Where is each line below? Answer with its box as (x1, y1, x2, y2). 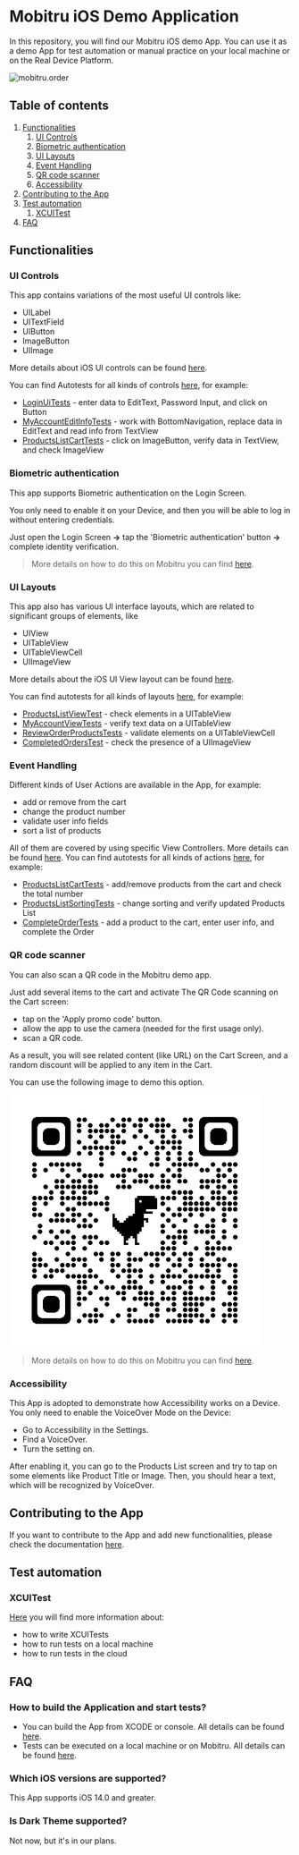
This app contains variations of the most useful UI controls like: (9, 290, 241, 301)
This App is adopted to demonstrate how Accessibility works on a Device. (9, 1397, 281, 1408)
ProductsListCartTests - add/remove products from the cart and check (21, 879, 282, 890)
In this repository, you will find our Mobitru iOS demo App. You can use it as (9, 36, 287, 47)
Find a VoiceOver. (21, 1434, 87, 1444)
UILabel (21, 307, 51, 318)
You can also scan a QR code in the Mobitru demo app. (9, 969, 212, 980)
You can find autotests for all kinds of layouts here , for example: (9, 691, 244, 702)
